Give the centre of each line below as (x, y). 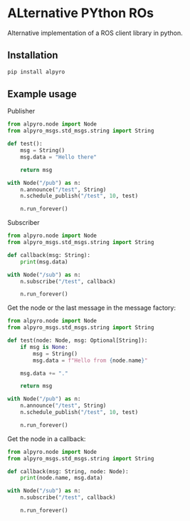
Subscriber (24, 223)
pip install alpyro (36, 72)
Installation (33, 55)
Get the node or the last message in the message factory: (92, 308)
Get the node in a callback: (47, 439)
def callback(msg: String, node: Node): (68, 471)
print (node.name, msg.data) (62, 478)
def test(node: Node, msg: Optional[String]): (78, 340)
